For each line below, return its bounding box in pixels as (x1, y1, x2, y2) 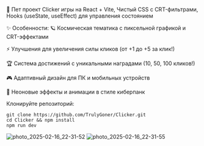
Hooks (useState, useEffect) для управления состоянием (6, 12, 154, 19)
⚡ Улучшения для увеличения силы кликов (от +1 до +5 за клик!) (6, 46, 175, 52)
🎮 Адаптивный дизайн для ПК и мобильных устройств (6, 74, 150, 82)
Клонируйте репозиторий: (6, 100, 75, 107)
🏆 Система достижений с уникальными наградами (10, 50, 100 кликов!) (6, 60, 195, 67)
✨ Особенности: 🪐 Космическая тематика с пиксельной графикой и (6, 24, 186, 32)
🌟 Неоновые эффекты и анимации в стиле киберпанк (6, 88, 145, 96)
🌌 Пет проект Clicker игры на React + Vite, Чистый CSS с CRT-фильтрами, (6, 6, 199, 13)
